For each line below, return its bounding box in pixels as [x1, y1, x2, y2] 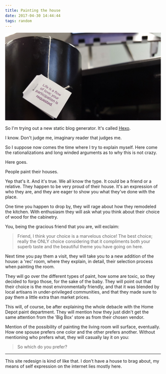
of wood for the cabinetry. [5, 214, 58, 220]
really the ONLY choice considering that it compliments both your [17, 238, 151, 244]
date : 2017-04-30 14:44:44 [5, 13, 61, 18]
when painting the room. [5, 263, 55, 269]
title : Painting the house [5, 8, 61, 13]
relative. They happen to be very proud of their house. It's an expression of [5, 183, 158, 189]
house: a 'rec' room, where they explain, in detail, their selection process [5, 258, 153, 264]
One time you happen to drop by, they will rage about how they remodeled [5, 203, 157, 209]
